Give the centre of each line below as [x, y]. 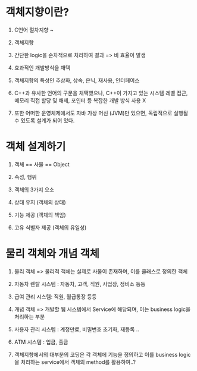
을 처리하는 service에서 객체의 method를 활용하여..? [75, 362]
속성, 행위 [25, 177]
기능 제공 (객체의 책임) [40, 215]
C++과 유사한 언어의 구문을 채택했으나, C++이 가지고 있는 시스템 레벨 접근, [101, 93]
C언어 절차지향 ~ [34, 30]
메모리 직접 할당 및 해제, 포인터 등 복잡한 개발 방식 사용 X [80, 100]
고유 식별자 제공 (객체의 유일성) [50, 227]
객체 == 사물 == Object [42, 164]
